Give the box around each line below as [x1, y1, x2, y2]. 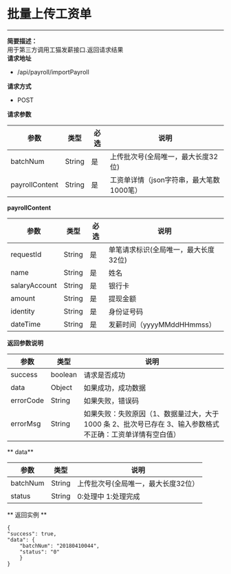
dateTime [10, 319, 41, 329]
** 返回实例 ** [7, 511, 47, 519]
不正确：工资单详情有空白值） [83, 429, 181, 439]
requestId [10, 249, 42, 259]
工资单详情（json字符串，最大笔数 [109, 175, 220, 185]
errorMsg [10, 418, 41, 428]
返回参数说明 [7, 338, 43, 347]
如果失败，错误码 [83, 396, 140, 405]
